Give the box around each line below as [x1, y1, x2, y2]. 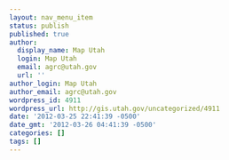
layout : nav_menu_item [9, 12, 93, 22]
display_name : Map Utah [17, 46, 105, 55]
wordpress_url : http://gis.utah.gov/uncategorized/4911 [9, 104, 220, 113]
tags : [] [9, 137, 42, 146]
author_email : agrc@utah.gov [9, 87, 117, 96]
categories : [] [9, 129, 66, 138]
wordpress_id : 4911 [9, 95, 82, 105]
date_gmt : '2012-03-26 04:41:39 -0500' [9, 121, 157, 130]
